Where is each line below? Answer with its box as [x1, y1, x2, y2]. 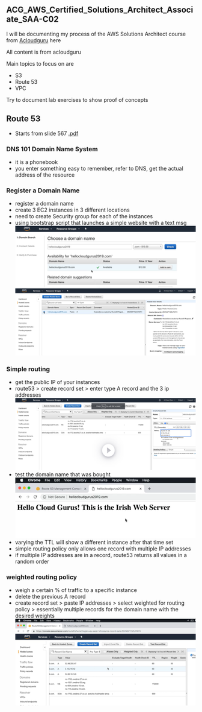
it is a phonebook [14, 158, 58, 165]
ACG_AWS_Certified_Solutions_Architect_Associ [6, 5, 194, 15]
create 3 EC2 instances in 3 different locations [14, 206, 130, 213]
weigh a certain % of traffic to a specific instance [14, 587, 137, 594]
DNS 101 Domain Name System [6, 145, 98, 153]
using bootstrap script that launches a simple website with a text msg [14, 219, 187, 227]
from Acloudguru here [6, 36, 61, 44]
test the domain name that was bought [14, 471, 111, 478]
